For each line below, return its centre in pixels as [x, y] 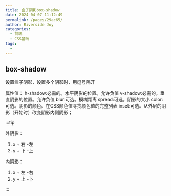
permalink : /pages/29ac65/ [34, 20]
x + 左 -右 [23, 172]
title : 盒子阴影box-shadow [33, 10]
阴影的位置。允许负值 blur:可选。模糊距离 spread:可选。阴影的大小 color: [86, 100]
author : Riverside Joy [29, 24]
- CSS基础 [19, 39]
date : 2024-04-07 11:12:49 [34, 15]
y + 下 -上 [23, 151]
